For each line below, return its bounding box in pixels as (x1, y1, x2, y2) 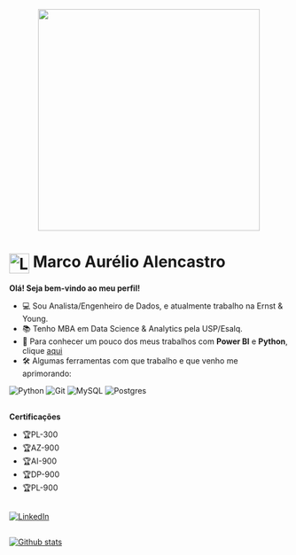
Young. (21, 314, 49, 324)
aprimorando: (21, 368, 73, 379)
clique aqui (21, 346, 63, 356)
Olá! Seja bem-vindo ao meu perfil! (9, 283, 140, 293)
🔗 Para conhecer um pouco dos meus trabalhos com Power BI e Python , (21, 336, 288, 347)
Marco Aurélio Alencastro (32, 252, 226, 272)
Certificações (9, 411, 61, 422)
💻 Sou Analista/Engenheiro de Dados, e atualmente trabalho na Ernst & (21, 301, 284, 311)
